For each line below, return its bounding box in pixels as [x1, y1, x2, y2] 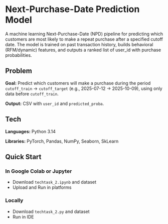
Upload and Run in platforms [12, 184, 72, 190]
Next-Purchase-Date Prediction [5, 4, 140, 15]
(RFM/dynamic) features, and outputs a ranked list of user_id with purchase [5, 47, 161, 53]
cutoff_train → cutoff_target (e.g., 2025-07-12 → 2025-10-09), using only [5, 85, 162, 91]
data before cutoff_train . [5, 90, 59, 96]
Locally [5, 197, 24, 204]
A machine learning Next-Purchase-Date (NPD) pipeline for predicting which [5, 31, 163, 37]
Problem [5, 67, 33, 75]
